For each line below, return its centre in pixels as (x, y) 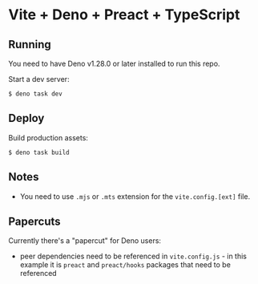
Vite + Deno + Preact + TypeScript (124, 15)
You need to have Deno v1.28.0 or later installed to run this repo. (114, 63)
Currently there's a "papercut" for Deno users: (85, 241)
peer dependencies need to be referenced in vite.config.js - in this (133, 256)
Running (30, 45)
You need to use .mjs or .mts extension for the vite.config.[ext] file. (135, 196)
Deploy (26, 118)
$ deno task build (39, 152)
